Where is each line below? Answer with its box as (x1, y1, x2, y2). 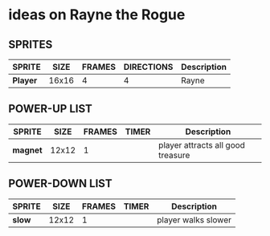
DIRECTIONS (123, 62, 174, 72)
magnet (12, 144, 43, 156)
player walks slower (156, 214, 231, 226)
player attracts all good (157, 139, 245, 150)
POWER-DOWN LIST (8, 177, 112, 190)
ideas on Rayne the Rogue (8, 6, 186, 24)
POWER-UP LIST (8, 102, 92, 116)
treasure (157, 149, 190, 161)
